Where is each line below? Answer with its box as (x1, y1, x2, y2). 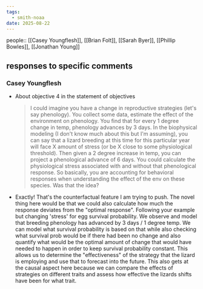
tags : (6, 8, 20, 15)
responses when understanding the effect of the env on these (30, 175, 185, 182)
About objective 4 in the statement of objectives (15, 93, 135, 100)
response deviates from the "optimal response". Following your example (15, 207, 195, 214)
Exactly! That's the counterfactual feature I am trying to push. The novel (15, 193, 195, 201)
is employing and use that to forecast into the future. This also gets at (15, 258, 189, 265)
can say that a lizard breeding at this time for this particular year (30, 137, 190, 144)
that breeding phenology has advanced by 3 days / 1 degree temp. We (15, 219, 191, 227)
